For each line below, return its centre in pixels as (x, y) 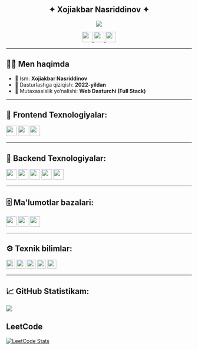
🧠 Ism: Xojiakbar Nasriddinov (51, 78)
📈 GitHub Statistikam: (48, 291)
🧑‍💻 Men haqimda (38, 64)
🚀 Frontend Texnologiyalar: (57, 115)
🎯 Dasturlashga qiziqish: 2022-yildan (60, 84)
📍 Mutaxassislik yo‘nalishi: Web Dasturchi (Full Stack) (80, 91)
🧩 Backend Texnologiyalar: (56, 158)
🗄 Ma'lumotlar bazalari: (50, 202)
